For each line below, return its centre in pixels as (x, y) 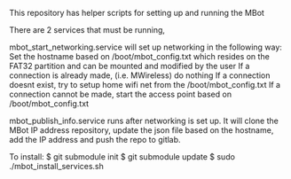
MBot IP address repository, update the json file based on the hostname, (142, 130)
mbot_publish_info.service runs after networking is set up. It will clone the (144, 121)
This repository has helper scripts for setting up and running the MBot (137, 13)
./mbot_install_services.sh (57, 166)
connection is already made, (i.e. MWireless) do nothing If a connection (140, 75)
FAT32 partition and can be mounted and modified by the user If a (130, 66)
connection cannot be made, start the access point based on (121, 94)
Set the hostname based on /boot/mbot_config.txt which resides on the (140, 56)
